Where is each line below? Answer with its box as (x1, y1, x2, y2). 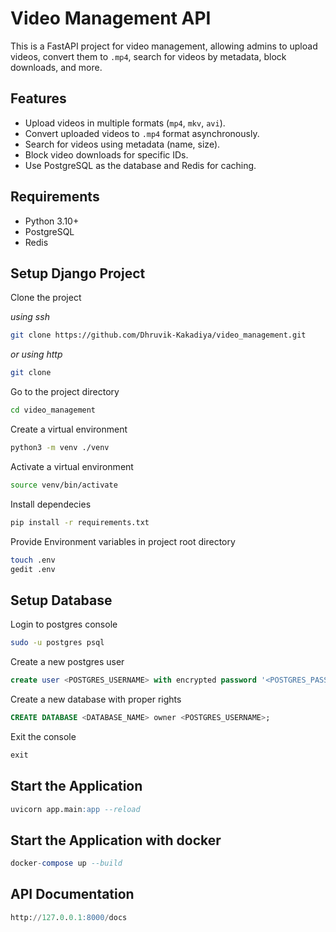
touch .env (10, 555, 56, 565)
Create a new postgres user (10, 656, 125, 668)
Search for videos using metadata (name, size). (24, 138, 221, 150)
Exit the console (10, 730, 77, 742)
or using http (10, 348, 63, 361)
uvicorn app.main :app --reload (10, 804, 141, 814)
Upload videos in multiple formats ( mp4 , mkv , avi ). (24, 117, 226, 129)
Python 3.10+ (24, 215, 80, 227)
